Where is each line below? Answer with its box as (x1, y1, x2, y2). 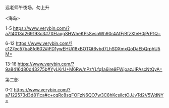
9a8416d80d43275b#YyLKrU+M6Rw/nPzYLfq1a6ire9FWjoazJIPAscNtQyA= (5, 66, 162, 72)
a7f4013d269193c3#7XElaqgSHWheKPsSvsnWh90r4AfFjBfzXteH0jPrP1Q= (5, 31, 161, 36)
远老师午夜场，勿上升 (5, 5, 49, 10)
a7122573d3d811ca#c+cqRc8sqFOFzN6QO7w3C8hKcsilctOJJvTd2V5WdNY (5, 92, 164, 98)
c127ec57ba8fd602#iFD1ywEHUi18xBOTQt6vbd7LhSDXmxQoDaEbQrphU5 (5, 46, 160, 51)
